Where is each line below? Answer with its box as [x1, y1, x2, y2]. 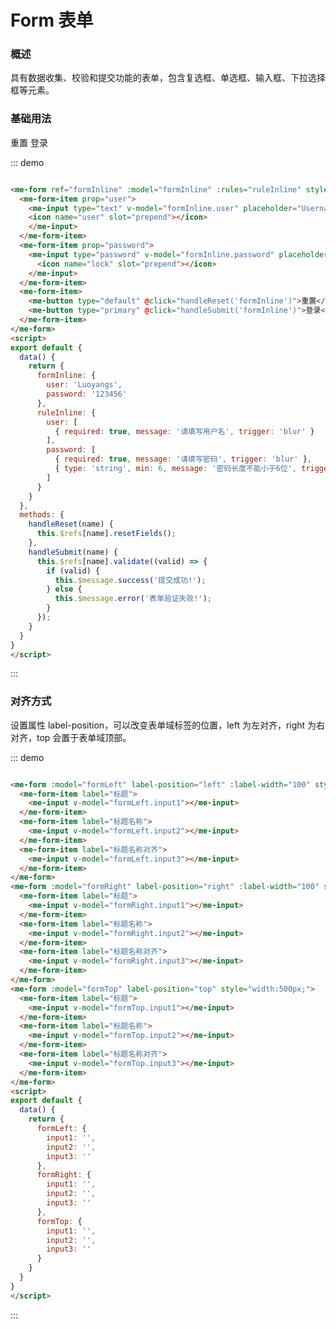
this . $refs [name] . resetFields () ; [36, 529, 177, 539]
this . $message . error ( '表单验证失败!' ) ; [54, 594, 212, 604]
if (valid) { [46, 566, 101, 576]
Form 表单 [10, 9, 94, 32]
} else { [46, 584, 83, 595]
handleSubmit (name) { [28, 547, 118, 557]
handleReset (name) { [28, 519, 114, 530]
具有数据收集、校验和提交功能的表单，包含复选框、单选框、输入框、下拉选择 [10, 72, 326, 84]
